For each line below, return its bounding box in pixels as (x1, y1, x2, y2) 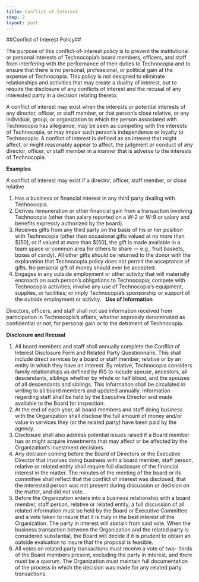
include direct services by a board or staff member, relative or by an (14, 356, 181, 363)
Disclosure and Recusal (6, 331, 65, 339)
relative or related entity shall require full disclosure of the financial (14, 463, 179, 470)
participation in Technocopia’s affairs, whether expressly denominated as (6, 313, 185, 321)
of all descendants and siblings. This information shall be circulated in (14, 381, 186, 388)
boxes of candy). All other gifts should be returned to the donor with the (14, 251, 191, 259)
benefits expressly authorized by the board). (14, 220, 124, 227)
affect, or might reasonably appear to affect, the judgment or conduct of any (6, 141, 193, 149)
